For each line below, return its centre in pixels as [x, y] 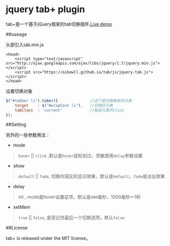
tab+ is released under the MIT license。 [48, 238]
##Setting [16, 125]
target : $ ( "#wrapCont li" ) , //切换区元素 [64, 105]
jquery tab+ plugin [45, 9]
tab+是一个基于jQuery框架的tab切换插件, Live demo [59, 24]
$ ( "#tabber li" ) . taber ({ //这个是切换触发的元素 [69, 101]
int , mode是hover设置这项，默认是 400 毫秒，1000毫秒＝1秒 [79, 197]
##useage [16, 34]
